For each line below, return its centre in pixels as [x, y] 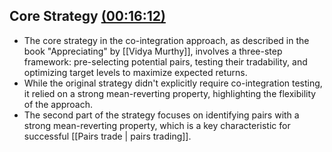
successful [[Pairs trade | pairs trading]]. [107, 136]
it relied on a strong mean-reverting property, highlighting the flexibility [170, 93]
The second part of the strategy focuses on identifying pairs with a [161, 115]
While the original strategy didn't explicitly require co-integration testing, [173, 83]
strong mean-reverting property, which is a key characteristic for [157, 125]
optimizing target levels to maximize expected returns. [135, 72]
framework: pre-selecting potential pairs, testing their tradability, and [165, 61]
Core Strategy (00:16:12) [87, 16]
